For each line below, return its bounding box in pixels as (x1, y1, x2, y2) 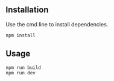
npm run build (5, 64, 42, 71)
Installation (5, 5, 49, 15)
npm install (5, 32, 36, 38)
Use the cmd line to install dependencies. (5, 20, 109, 28)
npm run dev (5, 70, 36, 76)
